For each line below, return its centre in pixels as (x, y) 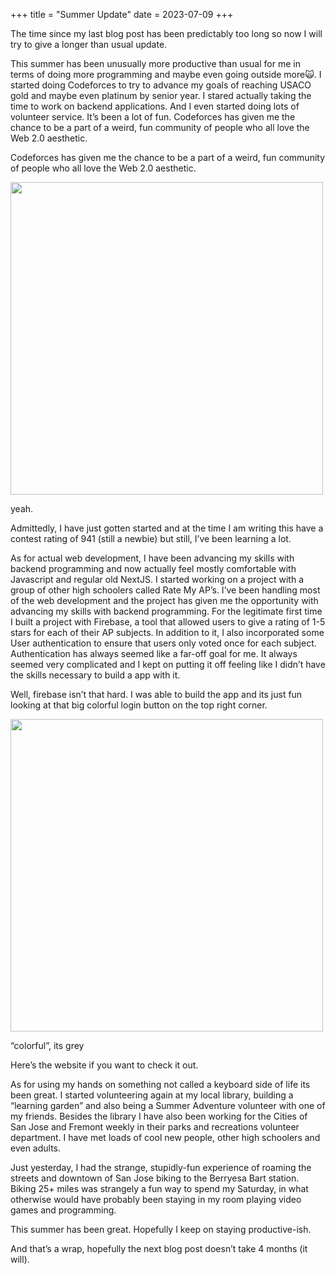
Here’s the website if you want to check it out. (104, 1065)
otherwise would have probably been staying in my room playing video (156, 1199)
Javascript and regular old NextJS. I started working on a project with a (157, 579)
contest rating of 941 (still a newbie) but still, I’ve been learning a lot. (151, 538)
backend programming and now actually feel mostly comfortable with (153, 568)
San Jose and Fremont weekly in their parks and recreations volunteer (155, 1127)
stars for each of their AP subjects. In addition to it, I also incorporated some (167, 632)
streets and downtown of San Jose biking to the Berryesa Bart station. (155, 1178)
